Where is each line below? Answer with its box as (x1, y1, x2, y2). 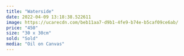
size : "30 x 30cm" (6, 30, 51, 36)
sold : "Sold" (6, 36, 38, 41)
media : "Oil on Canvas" (6, 41, 65, 47)
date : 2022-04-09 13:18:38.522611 (6, 14, 92, 20)
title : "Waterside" (6, 8, 54, 15)
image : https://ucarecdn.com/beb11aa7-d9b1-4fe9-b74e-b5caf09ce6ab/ (6, 19, 179, 25)
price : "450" (6, 24, 38, 31)
